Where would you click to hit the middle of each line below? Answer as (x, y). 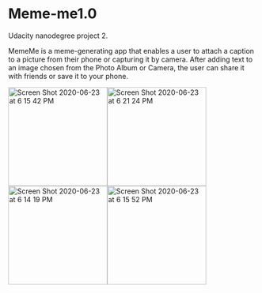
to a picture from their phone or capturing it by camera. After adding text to (131, 59)
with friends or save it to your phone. (68, 76)
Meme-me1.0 (53, 14)
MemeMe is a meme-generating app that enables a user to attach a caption (131, 51)
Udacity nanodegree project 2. (58, 36)
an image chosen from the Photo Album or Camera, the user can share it (127, 67)
